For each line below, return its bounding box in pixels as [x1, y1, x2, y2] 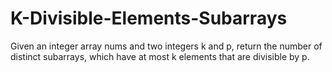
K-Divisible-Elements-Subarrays [10, 7, 288, 30]
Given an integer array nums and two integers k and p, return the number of [10, 40, 323, 52]
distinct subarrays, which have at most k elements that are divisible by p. [10, 50, 310, 62]
